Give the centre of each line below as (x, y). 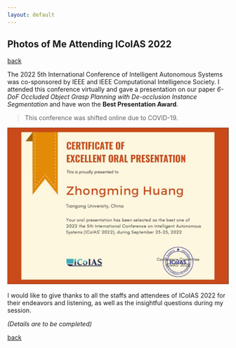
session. (19, 310)
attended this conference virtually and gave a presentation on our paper (111, 89)
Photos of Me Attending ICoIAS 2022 (90, 45)
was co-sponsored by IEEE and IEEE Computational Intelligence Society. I (113, 82)
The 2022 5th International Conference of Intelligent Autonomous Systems (115, 74)
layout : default (31, 15)
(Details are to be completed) (50, 323)
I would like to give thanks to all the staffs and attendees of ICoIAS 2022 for (117, 295)
